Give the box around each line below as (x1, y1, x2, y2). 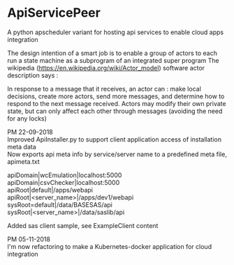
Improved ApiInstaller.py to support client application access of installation (7, 135, 222, 144)
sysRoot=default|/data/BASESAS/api (7, 200, 113, 209)
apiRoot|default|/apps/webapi (7, 185, 93, 194)
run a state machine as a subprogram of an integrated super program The (7, 56, 220, 64)
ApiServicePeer (7, 5, 101, 21)
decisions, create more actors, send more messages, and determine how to (7, 92, 225, 100)
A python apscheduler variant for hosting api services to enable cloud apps (7, 28, 224, 36)
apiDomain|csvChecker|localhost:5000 (7, 178, 120, 186)
